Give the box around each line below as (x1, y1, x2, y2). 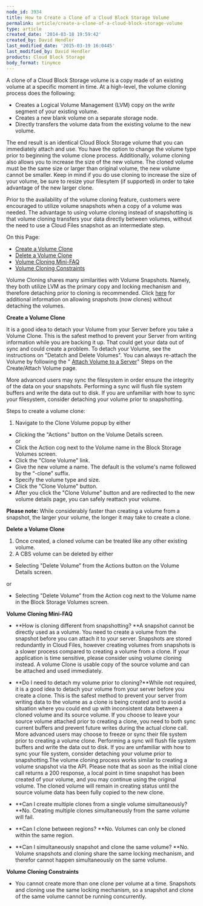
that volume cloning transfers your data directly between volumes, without (6, 215, 192, 222)
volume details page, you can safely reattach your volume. (15, 495, 162, 503)
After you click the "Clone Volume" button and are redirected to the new (15, 489, 195, 496)
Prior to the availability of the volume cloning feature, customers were (6, 196, 181, 203)
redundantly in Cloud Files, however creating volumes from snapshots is (15, 641, 196, 648)
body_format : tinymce (6, 60, 61, 66)
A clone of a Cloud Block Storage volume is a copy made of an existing (6, 77, 184, 84)
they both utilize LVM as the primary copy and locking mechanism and (6, 283, 182, 290)
